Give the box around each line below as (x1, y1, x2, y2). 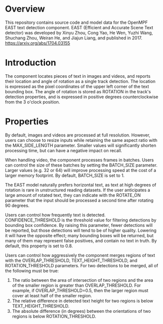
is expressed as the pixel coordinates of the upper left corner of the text (5, 84, 149, 89)
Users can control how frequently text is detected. (5, 212, 106, 218)
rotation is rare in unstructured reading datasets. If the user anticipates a (5, 187, 150, 193)
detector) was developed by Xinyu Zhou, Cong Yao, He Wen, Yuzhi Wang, (5, 30, 153, 35)
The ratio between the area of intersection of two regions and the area (12, 277, 153, 283)
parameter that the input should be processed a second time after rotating (5, 197, 154, 203)
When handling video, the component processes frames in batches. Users (5, 157, 154, 163)
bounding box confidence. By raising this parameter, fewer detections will (5, 222, 153, 228)
